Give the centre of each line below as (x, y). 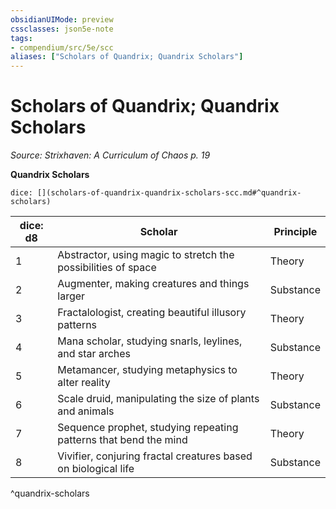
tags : (21, 38)
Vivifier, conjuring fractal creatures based (155, 456)
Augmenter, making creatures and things (153, 284)
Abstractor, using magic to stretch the (146, 255)
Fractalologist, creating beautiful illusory (152, 313)
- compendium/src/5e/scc (62, 47)
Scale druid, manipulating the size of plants (158, 399)
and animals (86, 411)
